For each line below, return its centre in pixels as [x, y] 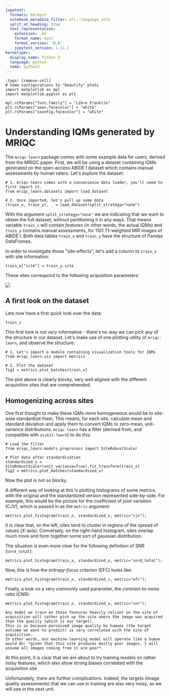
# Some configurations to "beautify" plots [52, 85]
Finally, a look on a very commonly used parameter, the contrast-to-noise [82, 589]
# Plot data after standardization [43, 457]
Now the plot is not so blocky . [36, 480]
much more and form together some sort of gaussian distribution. [74, 536]
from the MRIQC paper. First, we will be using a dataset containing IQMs [81, 162]
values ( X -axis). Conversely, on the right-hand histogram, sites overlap [79, 531]
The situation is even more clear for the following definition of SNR [75, 546]
